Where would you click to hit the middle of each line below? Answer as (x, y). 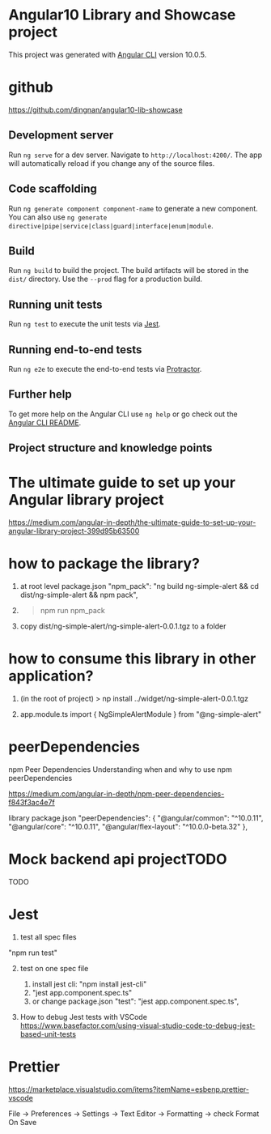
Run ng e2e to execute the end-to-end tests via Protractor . (105, 369)
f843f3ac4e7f (32, 802)
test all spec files (48, 936)
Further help (40, 394)
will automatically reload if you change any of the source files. (112, 163)
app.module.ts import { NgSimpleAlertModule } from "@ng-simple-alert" (140, 714)
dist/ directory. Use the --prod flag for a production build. (105, 279)
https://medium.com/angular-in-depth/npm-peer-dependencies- (116, 793)
